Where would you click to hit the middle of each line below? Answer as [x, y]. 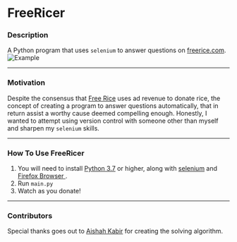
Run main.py [35, 183]
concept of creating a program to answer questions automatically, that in [113, 105]
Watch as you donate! [49, 191]
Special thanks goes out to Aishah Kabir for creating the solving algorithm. [115, 231]
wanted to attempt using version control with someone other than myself [113, 121]
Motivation [26, 83]
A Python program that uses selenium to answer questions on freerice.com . [117, 50]
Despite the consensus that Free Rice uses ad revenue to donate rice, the [114, 98]
